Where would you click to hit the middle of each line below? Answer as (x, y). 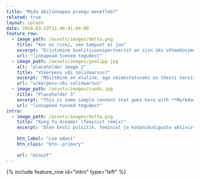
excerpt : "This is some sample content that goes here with (93, 100)
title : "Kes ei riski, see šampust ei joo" (72, 45)
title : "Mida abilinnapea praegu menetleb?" (62, 12)
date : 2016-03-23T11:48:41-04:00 (48, 28)
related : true (24, 17)
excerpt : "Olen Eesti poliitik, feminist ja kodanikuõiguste (94, 128)
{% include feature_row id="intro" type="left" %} (66, 172)
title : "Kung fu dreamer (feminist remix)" (72, 122)
